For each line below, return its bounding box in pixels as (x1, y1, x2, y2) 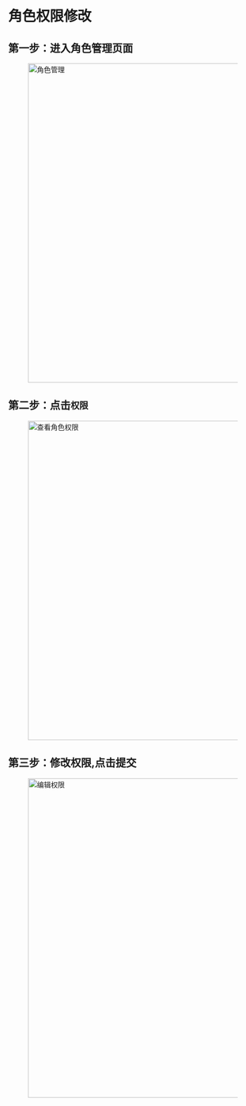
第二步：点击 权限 (8, 398, 89, 413)
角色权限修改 (8, 7, 93, 25)
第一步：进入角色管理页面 (8, 41, 133, 55)
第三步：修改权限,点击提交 (8, 756, 137, 770)
